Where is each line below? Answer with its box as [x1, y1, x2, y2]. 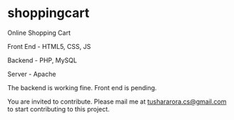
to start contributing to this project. [7, 104, 110, 113]
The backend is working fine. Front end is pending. [7, 83, 157, 92]
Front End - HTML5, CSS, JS [7, 42, 91, 50]
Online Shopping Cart [7, 28, 71, 37]
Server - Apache [7, 70, 56, 78]
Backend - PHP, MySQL [7, 55, 77, 65]
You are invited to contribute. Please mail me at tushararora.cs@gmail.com [7, 97, 227, 106]
